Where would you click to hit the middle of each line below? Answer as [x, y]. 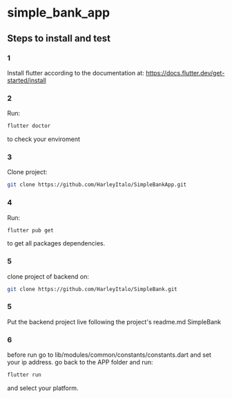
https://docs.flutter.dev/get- [185, 73]
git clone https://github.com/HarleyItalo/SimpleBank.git [92, 289]
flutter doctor [29, 126]
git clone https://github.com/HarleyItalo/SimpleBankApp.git [97, 185]
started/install [27, 80]
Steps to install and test [59, 38]
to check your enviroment [44, 139]
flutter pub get [30, 230]
